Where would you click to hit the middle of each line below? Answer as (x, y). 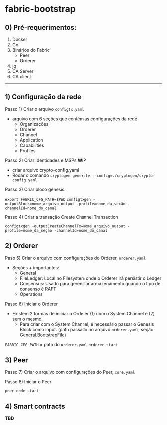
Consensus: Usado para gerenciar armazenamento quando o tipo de (90, 283)
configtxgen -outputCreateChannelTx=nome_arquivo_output (65, 226)
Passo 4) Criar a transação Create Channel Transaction (62, 217)
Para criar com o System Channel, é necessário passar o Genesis (87, 324)
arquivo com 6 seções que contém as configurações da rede (75, 119)
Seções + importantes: (36, 267)
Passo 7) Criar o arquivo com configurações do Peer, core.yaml (70, 372)
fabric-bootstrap (41, 9)
